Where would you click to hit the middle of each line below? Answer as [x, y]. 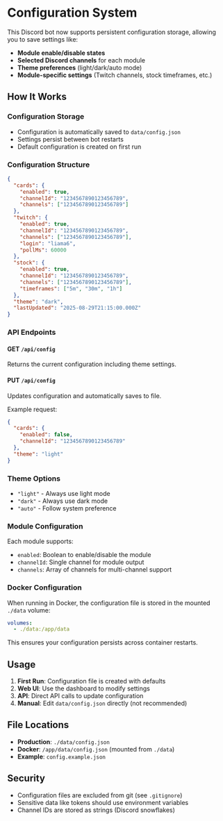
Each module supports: [41, 541]
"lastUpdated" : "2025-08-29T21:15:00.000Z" [77, 308]
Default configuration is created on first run [79, 147]
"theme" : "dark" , [39, 301]
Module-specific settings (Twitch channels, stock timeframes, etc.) [115, 75]
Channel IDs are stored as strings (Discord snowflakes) [96, 810]
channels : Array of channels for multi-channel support [94, 570]
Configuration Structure [49, 165]
